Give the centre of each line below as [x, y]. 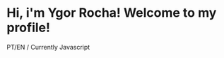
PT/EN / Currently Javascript [48, 47]
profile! [29, 28]
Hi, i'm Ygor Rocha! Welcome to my [112, 13]
